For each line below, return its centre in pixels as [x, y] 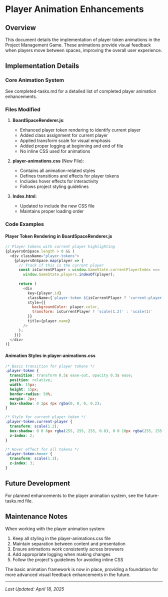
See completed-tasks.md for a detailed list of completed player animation [81, 91]
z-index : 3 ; [22, 463]
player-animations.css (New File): [48, 160]
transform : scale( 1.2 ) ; [34, 426]
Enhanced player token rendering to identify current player [80, 130]
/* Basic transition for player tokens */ [50, 366]
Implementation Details [42, 66]
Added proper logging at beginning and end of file [71, 145]
